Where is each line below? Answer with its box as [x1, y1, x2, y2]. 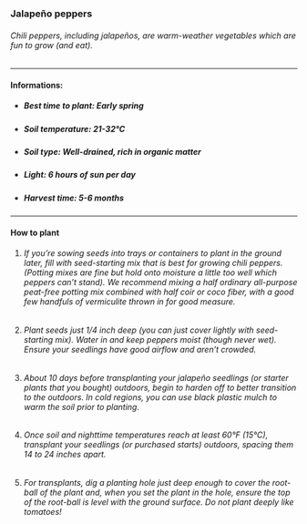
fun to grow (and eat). [10, 39, 94, 50]
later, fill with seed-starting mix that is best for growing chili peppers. [23, 258, 283, 269]
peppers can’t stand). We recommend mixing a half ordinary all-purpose [23, 277, 298, 288]
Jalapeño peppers [10, 7, 93, 20]
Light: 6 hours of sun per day [23, 170, 136, 180]
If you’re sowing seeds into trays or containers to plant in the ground [23, 248, 281, 259]
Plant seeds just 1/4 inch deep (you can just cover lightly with [23, 324, 254, 335]
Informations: [10, 79, 63, 90]
